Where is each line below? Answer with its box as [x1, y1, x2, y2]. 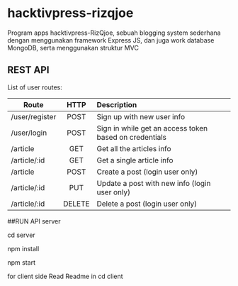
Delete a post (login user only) [96, 199, 198, 209]
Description [96, 99, 137, 109]
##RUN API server [7, 216, 62, 225]
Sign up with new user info [96, 111, 186, 121]
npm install [7, 244, 40, 253]
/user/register [11, 111, 57, 121]
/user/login [11, 128, 47, 138]
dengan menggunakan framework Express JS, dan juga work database [7, 35, 215, 44]
